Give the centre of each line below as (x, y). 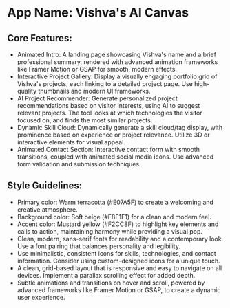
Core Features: (40, 38)
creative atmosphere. (47, 209)
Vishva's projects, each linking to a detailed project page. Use (105, 84)
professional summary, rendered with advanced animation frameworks (117, 62)
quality (27, 91)
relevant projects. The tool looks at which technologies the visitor (109, 113)
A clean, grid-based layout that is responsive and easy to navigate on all (119, 268)
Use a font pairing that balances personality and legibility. (99, 246)
